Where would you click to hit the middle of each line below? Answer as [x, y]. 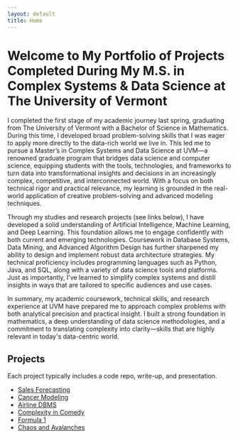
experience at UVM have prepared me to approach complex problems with [117, 307]
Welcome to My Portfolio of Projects [116, 56]
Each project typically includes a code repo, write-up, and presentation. [112, 376]
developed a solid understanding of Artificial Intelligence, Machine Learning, [119, 225]
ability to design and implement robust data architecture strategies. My [111, 255]
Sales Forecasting [44, 390]
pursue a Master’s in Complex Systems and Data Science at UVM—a [108, 150]
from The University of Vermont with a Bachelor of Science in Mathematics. [118, 128]
